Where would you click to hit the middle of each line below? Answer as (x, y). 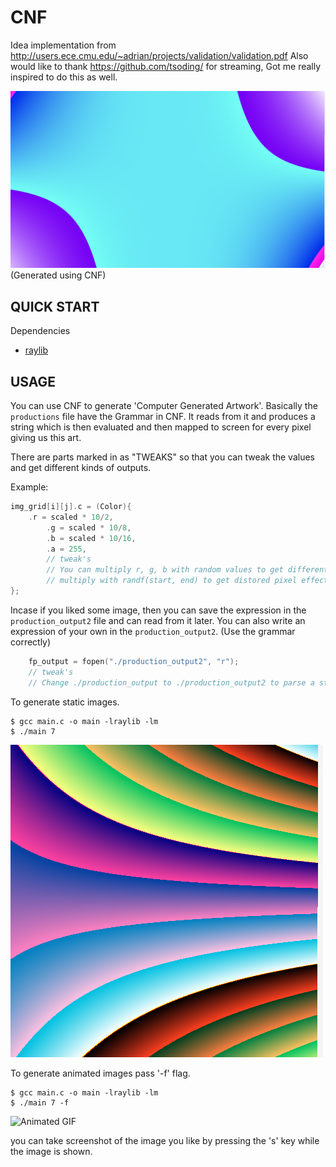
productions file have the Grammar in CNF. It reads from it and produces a (163, 417)
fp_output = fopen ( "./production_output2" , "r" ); (134, 661)
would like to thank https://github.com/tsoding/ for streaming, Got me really (166, 66)
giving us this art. (46, 438)
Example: (29, 487)
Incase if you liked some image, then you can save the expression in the (158, 610)
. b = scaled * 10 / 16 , (91, 538)
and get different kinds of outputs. (81, 468)
